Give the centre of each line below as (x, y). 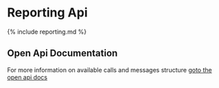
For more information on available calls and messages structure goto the (109, 69)
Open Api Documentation (62, 53)
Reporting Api (47, 13)
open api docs (27, 77)
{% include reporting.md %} (47, 32)
